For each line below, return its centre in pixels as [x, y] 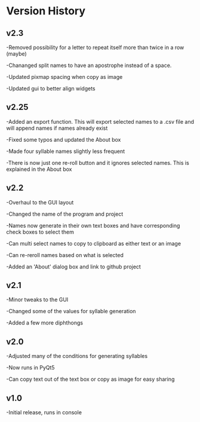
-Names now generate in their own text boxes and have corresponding [93, 225]
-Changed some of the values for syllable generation [71, 311]
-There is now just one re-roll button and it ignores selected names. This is [98, 163]
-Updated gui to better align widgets [51, 88]
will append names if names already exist [57, 128]
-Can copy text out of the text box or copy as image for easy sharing [90, 379]
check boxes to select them [40, 232]
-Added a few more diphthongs [45, 323]
